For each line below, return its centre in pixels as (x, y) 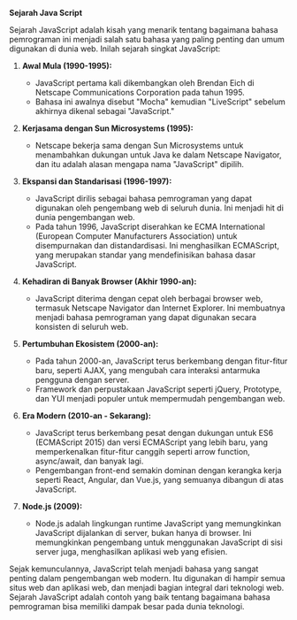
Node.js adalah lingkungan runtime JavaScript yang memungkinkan (158, 524)
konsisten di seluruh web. (82, 327)
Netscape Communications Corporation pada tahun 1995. (140, 92)
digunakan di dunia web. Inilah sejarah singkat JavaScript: (115, 49)
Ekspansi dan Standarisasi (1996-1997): (97, 181)
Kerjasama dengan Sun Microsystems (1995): (108, 128)
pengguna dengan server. (82, 380)
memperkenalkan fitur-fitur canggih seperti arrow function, (142, 452)
